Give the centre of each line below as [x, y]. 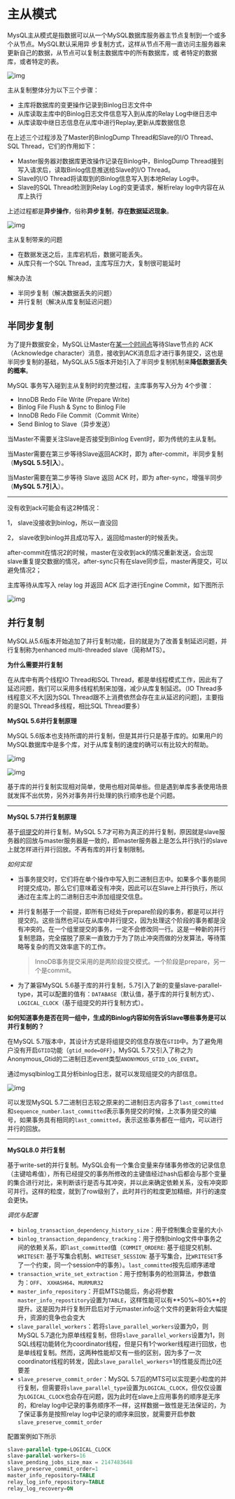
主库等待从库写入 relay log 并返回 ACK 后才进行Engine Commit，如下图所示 [116, 585]
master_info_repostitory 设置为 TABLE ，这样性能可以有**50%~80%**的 [121, 1300]
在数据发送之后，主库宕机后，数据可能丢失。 [82, 254]
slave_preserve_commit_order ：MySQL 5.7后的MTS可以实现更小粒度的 [119, 1378]
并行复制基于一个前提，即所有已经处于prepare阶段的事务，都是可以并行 [121, 911]
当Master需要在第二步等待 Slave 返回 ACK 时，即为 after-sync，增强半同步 [115, 477]
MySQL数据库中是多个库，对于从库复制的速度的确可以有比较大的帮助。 [110, 744]
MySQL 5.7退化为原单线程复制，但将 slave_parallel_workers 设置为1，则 [121, 1335]
